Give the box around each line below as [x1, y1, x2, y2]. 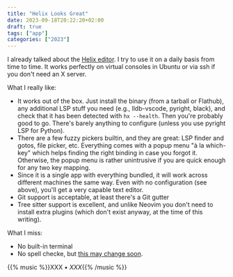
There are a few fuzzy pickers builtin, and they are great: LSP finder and [17, 134, 224, 143]
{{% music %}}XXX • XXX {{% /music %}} [7, 263, 127, 271]
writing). [17, 215, 42, 223]
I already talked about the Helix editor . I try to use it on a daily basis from [7, 55, 215, 63]
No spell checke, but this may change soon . [17, 250, 143, 258]
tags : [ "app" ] [7, 29, 49, 37]
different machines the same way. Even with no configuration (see [17, 178, 207, 187]
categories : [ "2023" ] [7, 36, 70, 43]
